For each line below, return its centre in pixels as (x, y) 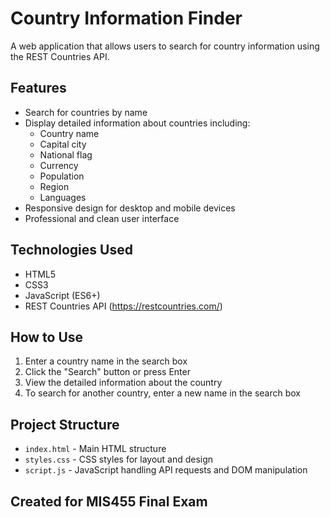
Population (62, 176)
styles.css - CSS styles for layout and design (119, 459)
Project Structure (65, 424)
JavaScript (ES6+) (62, 295)
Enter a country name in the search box (106, 361)
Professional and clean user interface (102, 218)
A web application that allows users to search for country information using (165, 46)
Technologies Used (71, 250)
